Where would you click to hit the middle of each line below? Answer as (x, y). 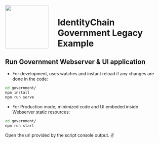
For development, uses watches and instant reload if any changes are (83, 73)
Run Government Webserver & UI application (75, 62)
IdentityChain (86, 23)
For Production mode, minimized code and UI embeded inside (75, 106)
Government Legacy (100, 33)
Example (76, 44)
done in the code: (30, 79)
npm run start (20, 126)
